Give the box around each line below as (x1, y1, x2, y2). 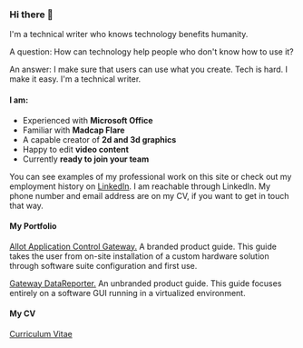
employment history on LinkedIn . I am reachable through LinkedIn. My (9, 181, 270, 192)
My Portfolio (9, 221, 57, 232)
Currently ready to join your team (22, 154, 150, 164)
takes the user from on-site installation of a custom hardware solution (9, 250, 269, 262)
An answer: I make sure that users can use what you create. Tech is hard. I (9, 64, 288, 75)
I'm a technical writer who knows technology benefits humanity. (9, 29, 249, 40)
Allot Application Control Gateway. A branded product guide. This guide (9, 241, 277, 252)
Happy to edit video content (22, 144, 130, 154)
